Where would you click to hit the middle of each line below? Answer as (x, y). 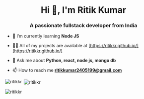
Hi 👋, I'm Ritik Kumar (83, 10)
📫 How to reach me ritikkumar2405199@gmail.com (67, 70)
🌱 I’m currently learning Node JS (46, 36)
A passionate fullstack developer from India (83, 26)
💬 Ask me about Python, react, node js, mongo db (64, 61)
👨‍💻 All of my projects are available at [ (51, 46)
